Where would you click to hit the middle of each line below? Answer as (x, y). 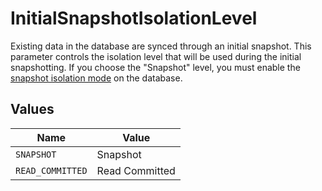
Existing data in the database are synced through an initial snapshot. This (161, 46)
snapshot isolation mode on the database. (96, 78)
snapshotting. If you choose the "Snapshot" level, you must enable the (155, 67)
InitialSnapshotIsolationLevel (134, 18)
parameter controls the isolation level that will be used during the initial (156, 56)
